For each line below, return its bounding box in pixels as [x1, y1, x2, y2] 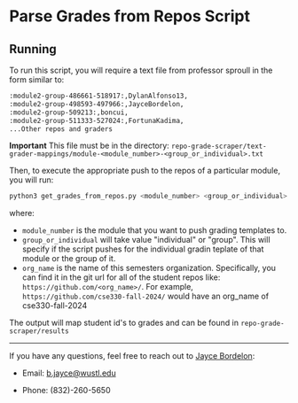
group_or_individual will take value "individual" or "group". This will [21, 235, 271, 245]
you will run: [9, 174, 54, 185]
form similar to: [9, 74, 65, 85]
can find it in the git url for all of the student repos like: [21, 272, 221, 283]
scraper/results [9, 327, 69, 336]
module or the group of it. [21, 253, 116, 264]
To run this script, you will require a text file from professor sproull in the [9, 65, 273, 75]
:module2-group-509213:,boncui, [9, 108, 129, 117]
